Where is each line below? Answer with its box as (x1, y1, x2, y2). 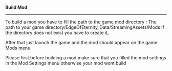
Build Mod (5, 5, 28, 10)
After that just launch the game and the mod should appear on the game (5, 40, 158, 45)
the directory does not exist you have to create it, (5, 30, 109, 35)
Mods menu (5, 45, 31, 51)
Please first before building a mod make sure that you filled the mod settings (5, 55, 166, 60)
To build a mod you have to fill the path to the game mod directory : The (5, 19, 157, 25)
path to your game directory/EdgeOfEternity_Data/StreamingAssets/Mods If (5, 24, 165, 30)
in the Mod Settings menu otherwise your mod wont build (5, 60, 126, 66)
